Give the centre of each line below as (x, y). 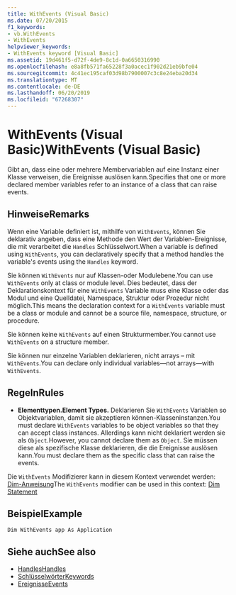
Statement (22, 491)
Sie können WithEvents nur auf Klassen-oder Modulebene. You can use (110, 275)
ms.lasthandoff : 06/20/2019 (49, 93)
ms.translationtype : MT (43, 80)
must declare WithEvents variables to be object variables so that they (118, 425)
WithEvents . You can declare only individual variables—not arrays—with (111, 363)
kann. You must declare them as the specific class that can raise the (116, 455)
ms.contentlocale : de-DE (44, 87)
